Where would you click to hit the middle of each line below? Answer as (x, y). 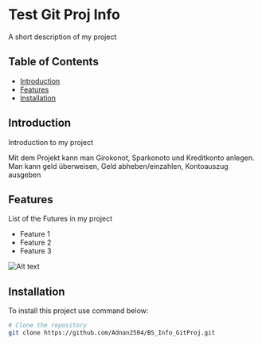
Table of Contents (54, 62)
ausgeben (25, 174)
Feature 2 (35, 243)
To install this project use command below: (78, 311)
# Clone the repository (48, 325)
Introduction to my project (51, 142)
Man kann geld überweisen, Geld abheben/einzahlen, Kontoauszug (118, 166)
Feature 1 (35, 234)
